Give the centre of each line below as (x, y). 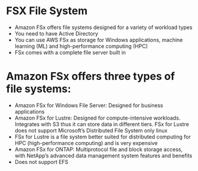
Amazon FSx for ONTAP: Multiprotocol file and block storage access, (99, 149)
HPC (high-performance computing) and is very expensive (86, 143)
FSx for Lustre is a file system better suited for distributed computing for (103, 137)
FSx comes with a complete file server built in (70, 52)
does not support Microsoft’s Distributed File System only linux (91, 130)
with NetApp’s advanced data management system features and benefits (103, 156)
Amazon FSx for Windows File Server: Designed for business (89, 105)
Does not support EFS (41, 162)
